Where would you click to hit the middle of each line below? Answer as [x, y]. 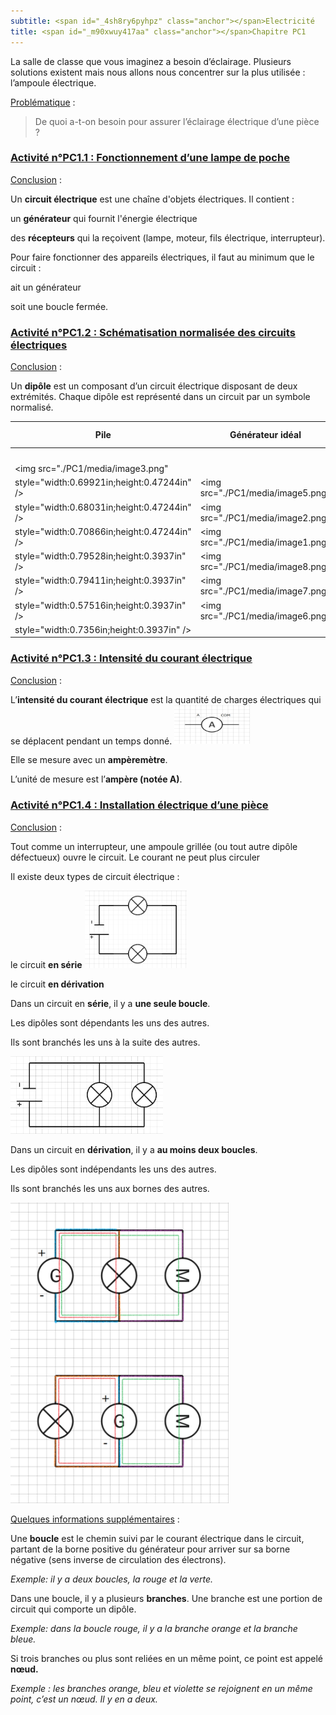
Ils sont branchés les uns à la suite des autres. [105, 1042]
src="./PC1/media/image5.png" [265, 493]
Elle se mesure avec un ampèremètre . [89, 760]
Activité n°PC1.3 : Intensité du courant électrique [131, 658]
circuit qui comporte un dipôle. [73, 1609]
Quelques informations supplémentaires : [95, 1519]
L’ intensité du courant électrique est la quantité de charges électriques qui [166, 699]
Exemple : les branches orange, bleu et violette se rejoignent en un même [161, 1689]
